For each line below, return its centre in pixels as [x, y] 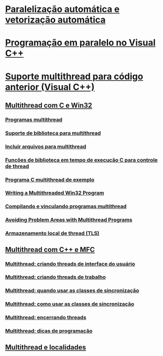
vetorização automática [55, 20]
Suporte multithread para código [74, 76]
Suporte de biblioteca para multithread [53, 133]
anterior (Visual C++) [50, 87]
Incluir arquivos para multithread [46, 146]
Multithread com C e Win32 [49, 105]
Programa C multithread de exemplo [50, 180]
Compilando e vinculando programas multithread [66, 206]
